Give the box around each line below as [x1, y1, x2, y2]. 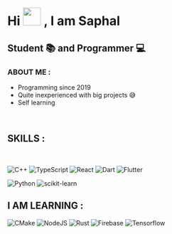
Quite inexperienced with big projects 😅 [17, 90, 136, 99]
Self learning [17, 98, 55, 107]
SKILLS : [7, 132, 45, 145]
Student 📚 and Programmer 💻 [7, 42, 146, 54]
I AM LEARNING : [7, 200, 84, 212]
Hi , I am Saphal [7, 13, 121, 29]
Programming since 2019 [17, 83, 91, 92]
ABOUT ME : [7, 67, 51, 77]
